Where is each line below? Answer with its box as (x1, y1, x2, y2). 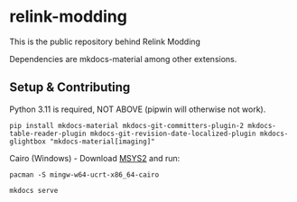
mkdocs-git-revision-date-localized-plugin (89, 129, 256, 138)
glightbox (9, 137, 47, 146)
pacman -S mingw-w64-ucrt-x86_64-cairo (9, 170, 160, 179)
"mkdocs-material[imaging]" (49, 137, 155, 146)
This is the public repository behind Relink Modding (9, 36, 201, 47)
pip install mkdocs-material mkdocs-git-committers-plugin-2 (9, 121, 245, 130)
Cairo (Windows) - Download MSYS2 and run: (9, 152, 181, 163)
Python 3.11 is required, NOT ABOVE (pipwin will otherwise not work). (9, 104, 266, 115)
